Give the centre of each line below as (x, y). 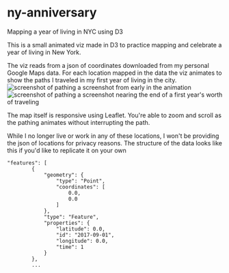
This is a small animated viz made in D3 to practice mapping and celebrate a (114, 45)
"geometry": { (64, 175)
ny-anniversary (52, 13)
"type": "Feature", (71, 217)
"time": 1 (70, 247)
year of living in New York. (44, 52)
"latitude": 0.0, (81, 229)
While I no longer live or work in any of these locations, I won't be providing (113, 136)
